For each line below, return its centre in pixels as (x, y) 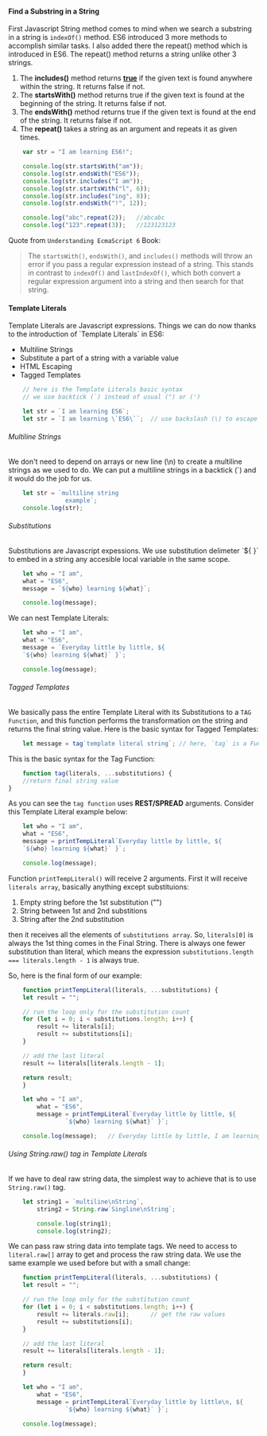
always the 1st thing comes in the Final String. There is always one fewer (127, 943)
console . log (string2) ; (74, 1231)
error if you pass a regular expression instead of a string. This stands (141, 265)
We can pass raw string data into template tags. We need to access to (123, 1246)
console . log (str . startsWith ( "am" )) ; (83, 167)
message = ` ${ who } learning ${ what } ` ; (87, 589)
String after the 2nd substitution (72, 919)
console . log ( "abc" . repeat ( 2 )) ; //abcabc (94, 218)
